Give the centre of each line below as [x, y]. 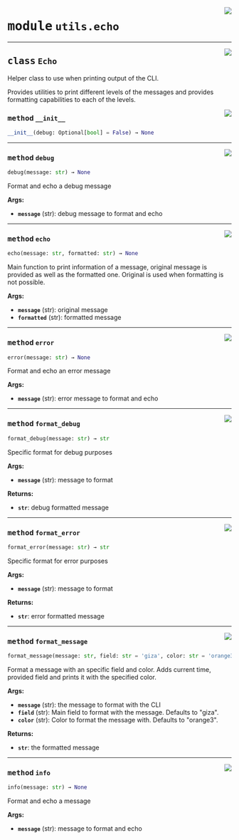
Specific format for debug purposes [60, 452]
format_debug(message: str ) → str [59, 438]
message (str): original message [63, 310]
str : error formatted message [61, 616]
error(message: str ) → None [49, 357]
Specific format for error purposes [58, 561]
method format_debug [44, 424]
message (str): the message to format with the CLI [89, 705]
